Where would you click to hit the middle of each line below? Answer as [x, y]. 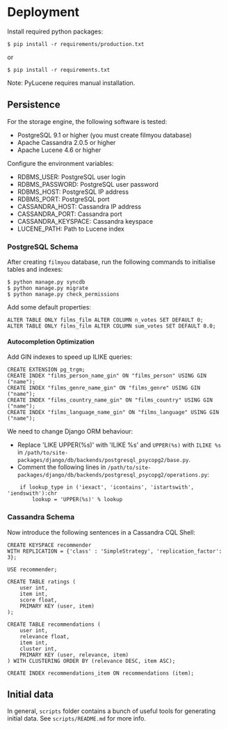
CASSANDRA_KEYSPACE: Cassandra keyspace [85, 221]
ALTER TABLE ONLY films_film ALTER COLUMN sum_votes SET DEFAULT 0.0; [112, 326]
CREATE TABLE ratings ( [42, 582]
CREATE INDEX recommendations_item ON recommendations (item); [101, 673]
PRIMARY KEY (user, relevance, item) [74, 655]
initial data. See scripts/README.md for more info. [77, 719]
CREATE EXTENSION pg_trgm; [46, 370]
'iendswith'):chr [32, 493]
